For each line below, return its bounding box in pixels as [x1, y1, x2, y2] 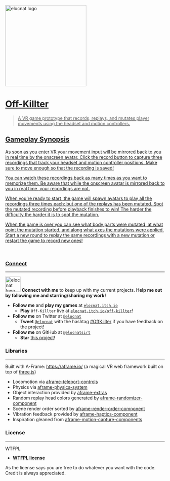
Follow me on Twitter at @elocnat [12, 313, 82, 319]
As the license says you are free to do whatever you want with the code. [5, 464, 156, 470]
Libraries [5, 347, 28, 354]
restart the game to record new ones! [5, 237, 83, 244]
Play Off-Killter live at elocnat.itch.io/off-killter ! [20, 307, 133, 314]
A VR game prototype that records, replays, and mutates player [17, 115, 150, 121]
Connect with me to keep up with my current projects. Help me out [21, 287, 162, 293]
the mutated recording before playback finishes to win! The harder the [5, 206, 152, 212]
